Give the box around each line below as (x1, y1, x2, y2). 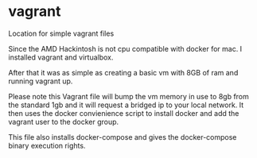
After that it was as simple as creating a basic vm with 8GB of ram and (8, 67, 239, 77)
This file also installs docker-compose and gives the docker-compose (8, 132, 237, 141)
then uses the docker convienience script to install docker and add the (8, 108, 239, 118)
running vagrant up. (8, 76, 73, 86)
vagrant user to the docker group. (8, 117, 119, 126)
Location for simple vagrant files (8, 29, 115, 38)
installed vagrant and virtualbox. (8, 52, 114, 62)
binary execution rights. (8, 141, 86, 150)
